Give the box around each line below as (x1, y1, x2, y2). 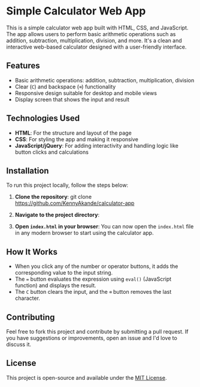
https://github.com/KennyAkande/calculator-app (14, 200, 135, 207)
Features (6, 61, 40, 71)
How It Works (6, 246, 58, 257)
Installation (6, 165, 49, 175)
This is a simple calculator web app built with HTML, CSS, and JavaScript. (6, 24, 189, 31)
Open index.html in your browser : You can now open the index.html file (14, 223, 194, 230)
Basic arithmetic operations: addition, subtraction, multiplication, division (14, 76, 195, 84)
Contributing (6, 312, 55, 322)
